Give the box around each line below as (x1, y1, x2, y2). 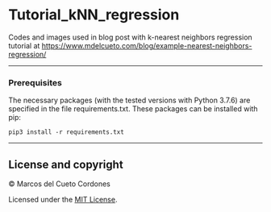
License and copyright (8, 157, 123, 171)
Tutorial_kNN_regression (8, 6, 180, 24)
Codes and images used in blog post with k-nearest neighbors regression (8, 32, 252, 42)
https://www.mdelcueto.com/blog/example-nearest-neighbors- (41, 40, 252, 50)
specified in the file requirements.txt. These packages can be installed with (8, 104, 258, 114)
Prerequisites (8, 77, 62, 88)
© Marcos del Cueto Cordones (8, 179, 110, 189)
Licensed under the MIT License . (8, 195, 118, 205)
